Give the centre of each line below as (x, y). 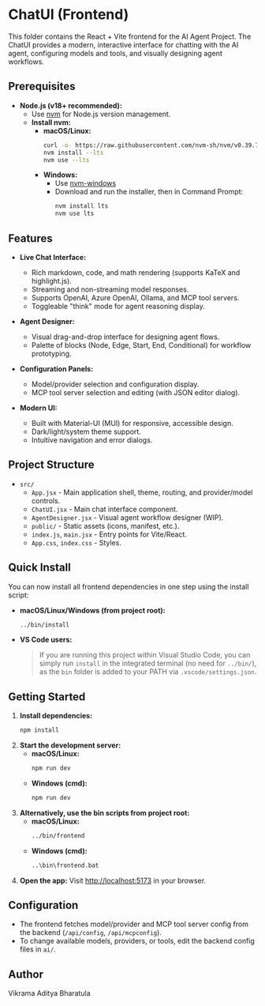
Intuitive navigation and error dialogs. (92, 439)
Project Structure (51, 465)
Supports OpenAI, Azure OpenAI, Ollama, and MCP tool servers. (135, 297)
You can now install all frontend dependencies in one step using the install (129, 586)
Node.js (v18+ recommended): (71, 105)
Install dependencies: (56, 716)
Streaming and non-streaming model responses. (110, 289)
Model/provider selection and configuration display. (115, 384)
